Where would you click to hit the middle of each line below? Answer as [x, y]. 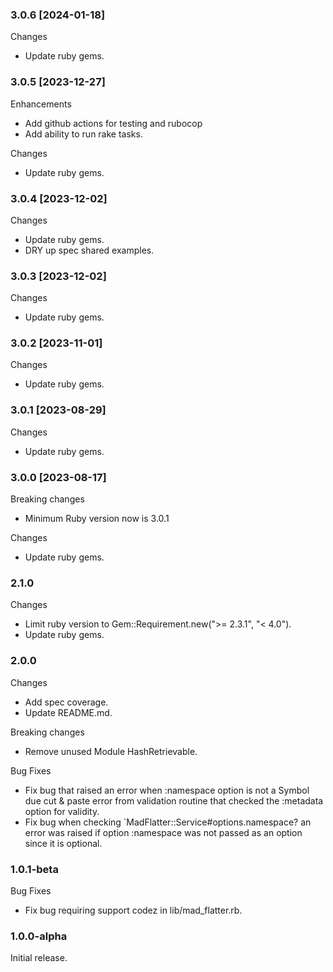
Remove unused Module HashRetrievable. [111, 751]
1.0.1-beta [34, 869]
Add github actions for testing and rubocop [113, 123]
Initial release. [39, 958]
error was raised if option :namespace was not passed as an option [163, 832]
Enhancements [41, 104]
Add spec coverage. [66, 702]
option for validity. [62, 811]
